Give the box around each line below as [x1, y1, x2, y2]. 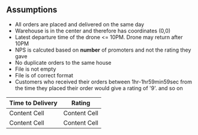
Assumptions [6, 5, 58, 15]
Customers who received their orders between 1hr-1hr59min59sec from [14, 78, 192, 85]
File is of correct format [14, 71, 74, 79]
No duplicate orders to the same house [14, 59, 112, 66]
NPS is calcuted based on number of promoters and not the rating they [14, 46, 191, 53]
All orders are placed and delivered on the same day [14, 20, 145, 28]
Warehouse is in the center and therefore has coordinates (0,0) [14, 27, 171, 34]
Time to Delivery [9, 98, 58, 107]
